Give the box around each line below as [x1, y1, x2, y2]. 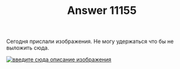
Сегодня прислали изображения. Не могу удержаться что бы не [6, 38, 174, 45]
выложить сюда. [6, 44, 50, 51]
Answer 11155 [67, 4, 137, 18]
